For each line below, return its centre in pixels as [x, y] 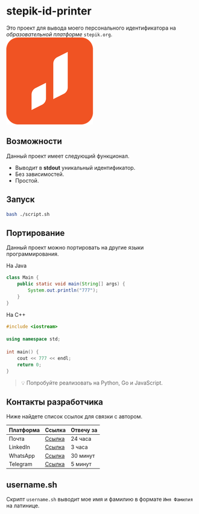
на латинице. [23, 506]
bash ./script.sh [28, 214]
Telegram [21, 464]
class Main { [23, 278]
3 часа [80, 447]
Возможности [34, 141]
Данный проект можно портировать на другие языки [75, 248]
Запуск [21, 200]
